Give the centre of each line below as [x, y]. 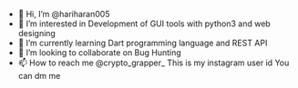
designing [37, 33]
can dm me [39, 76]
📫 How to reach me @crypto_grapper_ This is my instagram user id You [154, 63]
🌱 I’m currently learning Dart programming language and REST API [143, 43]
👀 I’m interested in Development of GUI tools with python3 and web [144, 24]
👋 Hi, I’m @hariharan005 [64, 14]
